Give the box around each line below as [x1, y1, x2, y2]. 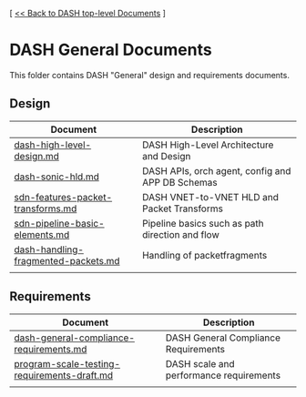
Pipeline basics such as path [142, 217, 264, 229]
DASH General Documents [9, 40, 212, 60]
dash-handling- [14, 243, 85, 256]
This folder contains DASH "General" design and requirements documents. [9, 69, 290, 80]
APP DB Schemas [142, 176, 218, 188]
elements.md [14, 228, 70, 240]
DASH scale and [165, 357, 235, 370]
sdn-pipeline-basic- [14, 217, 105, 229]
